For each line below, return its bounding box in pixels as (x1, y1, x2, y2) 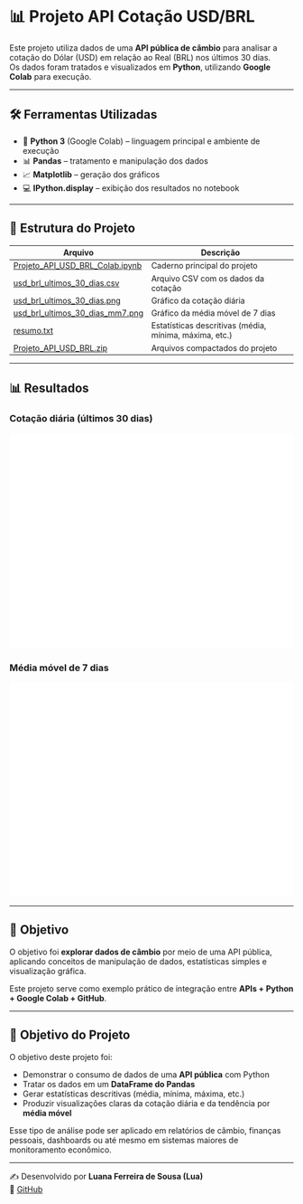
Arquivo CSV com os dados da (151, 272, 264, 284)
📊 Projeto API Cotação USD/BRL (9, 6, 255, 27)
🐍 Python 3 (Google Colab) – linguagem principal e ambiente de (22, 136, 261, 147)
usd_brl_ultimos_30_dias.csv (13, 278, 120, 289)
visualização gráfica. (9, 965, 87, 976)
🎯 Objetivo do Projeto (9, 1028, 131, 1043)
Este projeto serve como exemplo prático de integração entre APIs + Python (9, 982, 294, 994)
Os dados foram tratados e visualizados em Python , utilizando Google (9, 62, 271, 72)
